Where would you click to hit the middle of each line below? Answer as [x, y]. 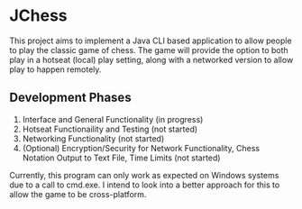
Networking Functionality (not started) [93, 138]
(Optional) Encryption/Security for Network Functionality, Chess [141, 148]
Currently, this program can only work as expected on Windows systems [144, 175]
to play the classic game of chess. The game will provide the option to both [149, 50]
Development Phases [71, 98]
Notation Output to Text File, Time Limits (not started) [121, 158]
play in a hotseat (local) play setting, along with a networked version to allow [151, 59]
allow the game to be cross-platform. [78, 194]
